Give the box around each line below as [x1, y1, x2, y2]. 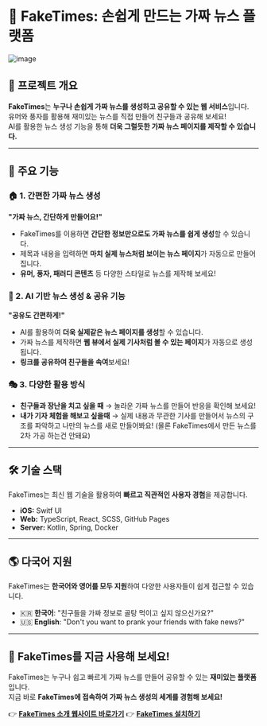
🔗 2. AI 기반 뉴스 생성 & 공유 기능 [8, 291, 126, 302]
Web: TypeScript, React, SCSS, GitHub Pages [19, 514, 170, 523]
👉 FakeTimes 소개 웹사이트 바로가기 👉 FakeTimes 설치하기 [8, 709, 201, 719]
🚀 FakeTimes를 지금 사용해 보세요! [8, 650, 170, 664]
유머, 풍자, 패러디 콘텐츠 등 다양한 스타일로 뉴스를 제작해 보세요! [19, 269, 216, 278]
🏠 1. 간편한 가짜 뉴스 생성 [8, 190, 101, 201]
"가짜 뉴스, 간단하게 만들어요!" [8, 212, 103, 222]
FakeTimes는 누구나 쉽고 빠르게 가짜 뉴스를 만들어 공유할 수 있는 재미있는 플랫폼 [8, 673, 257, 682]
